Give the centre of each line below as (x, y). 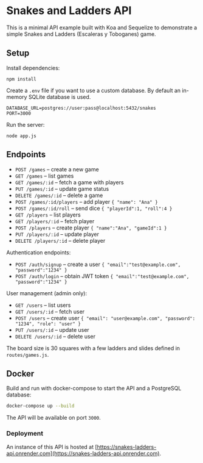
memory (17, 97)
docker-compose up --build (40, 406)
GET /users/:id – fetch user (50, 311)
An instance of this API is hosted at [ (52, 447)
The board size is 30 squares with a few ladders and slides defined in (93, 348)
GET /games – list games (44, 176)
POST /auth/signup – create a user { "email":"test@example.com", (98, 264)
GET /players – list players (48, 215)
